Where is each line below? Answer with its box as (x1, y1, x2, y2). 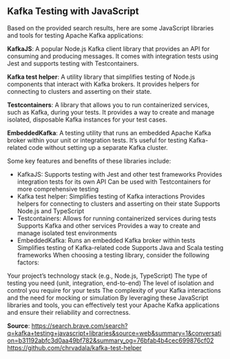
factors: (17, 258, 40, 266)
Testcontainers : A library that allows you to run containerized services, (7, 100, 210, 109)
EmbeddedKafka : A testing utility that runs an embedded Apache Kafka (7, 128, 211, 137)
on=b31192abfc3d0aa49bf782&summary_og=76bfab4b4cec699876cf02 (7, 336, 214, 345)
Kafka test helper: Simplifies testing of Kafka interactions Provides (17, 192, 205, 200)
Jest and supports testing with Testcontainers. (7, 59, 139, 68)
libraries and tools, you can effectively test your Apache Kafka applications (7, 300, 220, 309)
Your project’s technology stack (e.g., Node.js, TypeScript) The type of (7, 271, 208, 280)
